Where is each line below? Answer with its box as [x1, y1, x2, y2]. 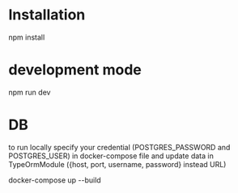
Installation [8, 6, 86, 24]
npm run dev [8, 87, 51, 97]
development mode [8, 61, 142, 79]
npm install [8, 32, 45, 42]
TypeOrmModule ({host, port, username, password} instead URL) [8, 159, 227, 169]
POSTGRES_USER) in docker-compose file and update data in [8, 151, 215, 161]
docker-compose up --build [8, 175, 101, 185]
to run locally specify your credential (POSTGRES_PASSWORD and [8, 142, 231, 152]
